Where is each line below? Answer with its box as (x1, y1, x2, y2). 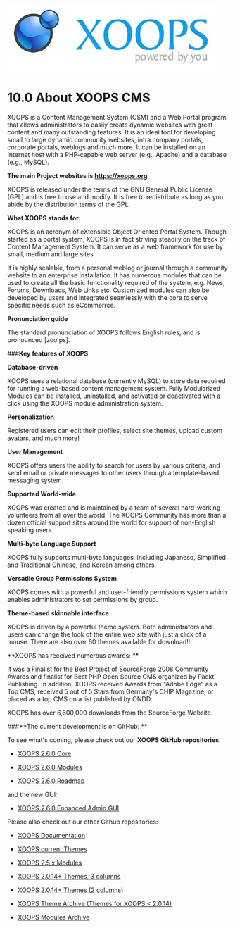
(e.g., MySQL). (7, 158, 50, 166)
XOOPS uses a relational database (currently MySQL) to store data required (7, 376, 227, 385)
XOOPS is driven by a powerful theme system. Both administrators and (7, 622, 212, 631)
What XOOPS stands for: (7, 213, 81, 222)
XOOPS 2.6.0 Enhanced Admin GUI (17, 803, 120, 812)
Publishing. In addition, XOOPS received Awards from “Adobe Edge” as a (7, 679, 218, 688)
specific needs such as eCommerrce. (7, 301, 116, 309)
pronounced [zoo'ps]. (7, 335, 70, 344)
